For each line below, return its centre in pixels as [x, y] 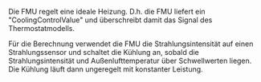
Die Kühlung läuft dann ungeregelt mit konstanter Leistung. [106, 69]
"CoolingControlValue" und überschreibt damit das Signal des [110, 20]
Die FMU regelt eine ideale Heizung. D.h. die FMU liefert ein [107, 12]
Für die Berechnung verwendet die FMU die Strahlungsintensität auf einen [131, 44]
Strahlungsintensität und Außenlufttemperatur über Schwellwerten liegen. [130, 61]
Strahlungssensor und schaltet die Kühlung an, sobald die [104, 52]
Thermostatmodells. [41, 28]
